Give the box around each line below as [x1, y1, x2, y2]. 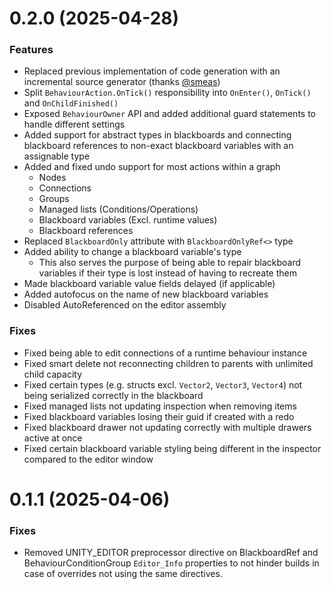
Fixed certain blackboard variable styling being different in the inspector [23, 442, 322, 454]
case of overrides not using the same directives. [23, 568, 223, 580]
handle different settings [23, 118, 126, 131]
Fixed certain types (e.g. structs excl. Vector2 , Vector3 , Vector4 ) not [23, 378, 303, 391]
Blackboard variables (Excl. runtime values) [38, 214, 218, 226]
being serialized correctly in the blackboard [23, 389, 204, 401]
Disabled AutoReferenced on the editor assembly [23, 299, 227, 311]
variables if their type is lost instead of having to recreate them [38, 267, 297, 279]
